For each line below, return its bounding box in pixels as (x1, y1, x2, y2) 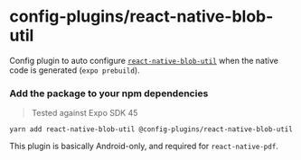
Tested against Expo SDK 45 (31, 108, 138, 119)
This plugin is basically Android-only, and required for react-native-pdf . (9, 141, 278, 152)
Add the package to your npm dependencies (9, 87, 209, 100)
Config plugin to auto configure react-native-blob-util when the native (9, 55, 278, 66)
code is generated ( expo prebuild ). (9, 65, 140, 76)
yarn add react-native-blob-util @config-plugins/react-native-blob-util (9, 125, 294, 134)
